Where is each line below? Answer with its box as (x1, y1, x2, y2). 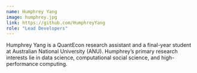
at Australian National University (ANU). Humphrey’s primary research (6, 48, 178, 55)
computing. (39, 61, 67, 68)
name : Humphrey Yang (6, 8, 58, 15)
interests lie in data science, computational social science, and (6, 54, 160, 61)
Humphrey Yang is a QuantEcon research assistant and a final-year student (6, 42, 192, 49)
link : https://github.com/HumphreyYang (6, 20, 106, 26)
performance (6, 61, 39, 68)
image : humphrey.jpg (6, 14, 58, 20)
